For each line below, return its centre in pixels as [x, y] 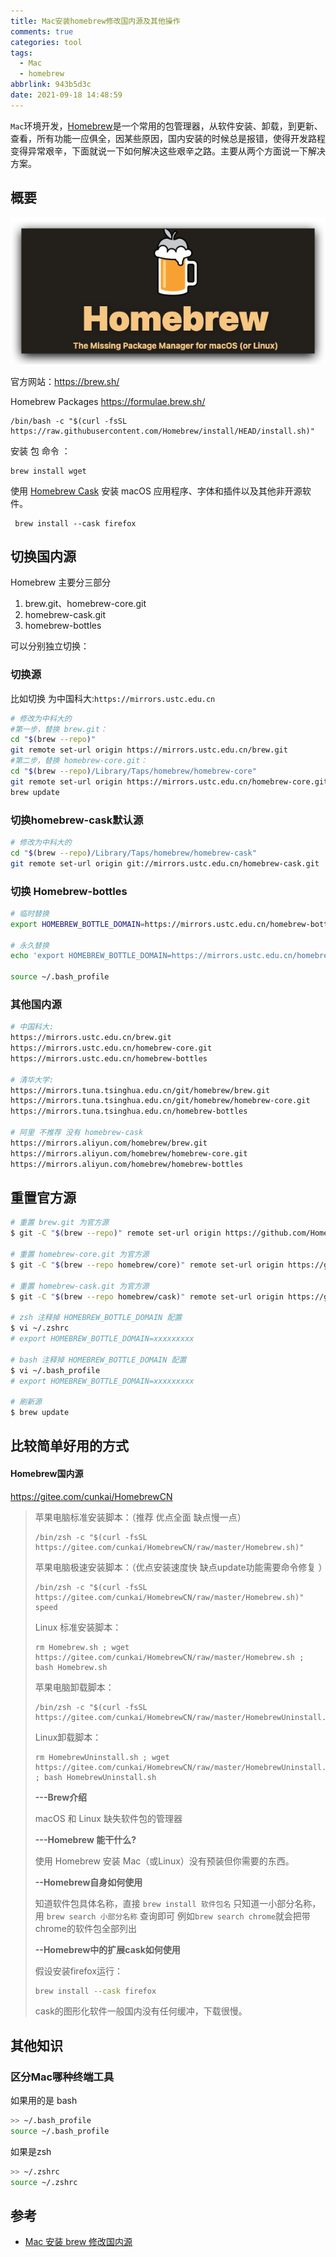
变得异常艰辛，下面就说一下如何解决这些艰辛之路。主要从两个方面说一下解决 [168, 151]
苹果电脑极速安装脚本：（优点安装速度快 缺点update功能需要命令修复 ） [181, 1567]
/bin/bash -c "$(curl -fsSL [69, 421]
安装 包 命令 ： [40, 451]
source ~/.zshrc [44, 2182]
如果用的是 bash [44, 2101]
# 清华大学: [32, 1080]
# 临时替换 [30, 913]
